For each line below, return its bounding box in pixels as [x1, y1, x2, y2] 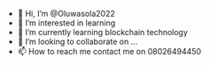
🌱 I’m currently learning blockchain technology [17, 27, 189, 37]
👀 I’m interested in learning [17, 18, 116, 28]
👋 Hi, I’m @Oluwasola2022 [17, 9, 115, 18]
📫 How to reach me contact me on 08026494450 [17, 47, 202, 56]
